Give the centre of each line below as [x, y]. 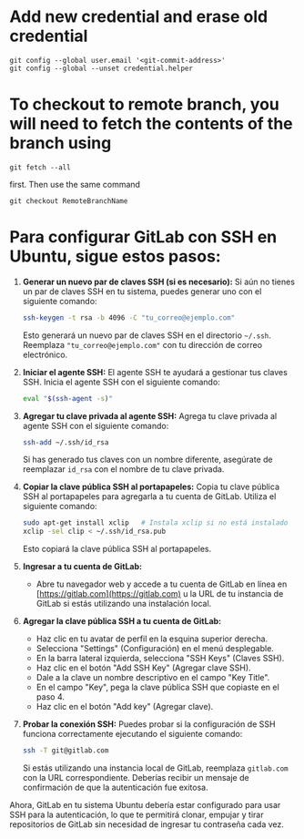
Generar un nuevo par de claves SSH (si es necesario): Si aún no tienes [159, 281]
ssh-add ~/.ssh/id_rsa [66, 442]
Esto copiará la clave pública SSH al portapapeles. [117, 549]
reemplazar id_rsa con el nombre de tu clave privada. [123, 469]
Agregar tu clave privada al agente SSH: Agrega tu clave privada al [150, 415]
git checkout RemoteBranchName [69, 201]
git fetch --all [40, 167]
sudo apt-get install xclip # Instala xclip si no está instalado [155, 523]
